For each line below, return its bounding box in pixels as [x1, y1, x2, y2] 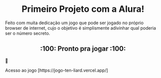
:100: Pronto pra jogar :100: [40, 44, 126, 53]
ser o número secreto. [5, 30, 50, 36]
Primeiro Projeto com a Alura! [21, 3, 145, 15]
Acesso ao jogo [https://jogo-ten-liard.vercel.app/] [5, 67, 108, 73]
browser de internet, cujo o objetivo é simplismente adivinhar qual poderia [5, 25, 157, 31]
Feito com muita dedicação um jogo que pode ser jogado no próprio [5, 20, 144, 26]
